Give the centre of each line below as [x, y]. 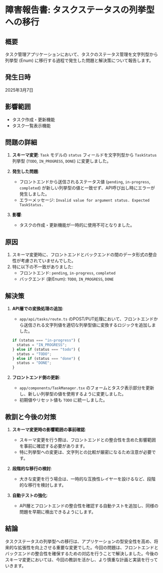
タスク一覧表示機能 [31, 125]
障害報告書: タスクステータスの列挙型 [80, 10]
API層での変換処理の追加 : [38, 309]
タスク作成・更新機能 [33, 119]
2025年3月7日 [19, 90]
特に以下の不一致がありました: [43, 267]
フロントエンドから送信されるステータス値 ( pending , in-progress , [85, 182]
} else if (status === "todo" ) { [46, 349]
